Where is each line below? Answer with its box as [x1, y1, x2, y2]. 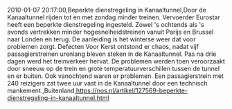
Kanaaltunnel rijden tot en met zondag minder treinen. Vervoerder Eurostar [7, 13, 220, 21]
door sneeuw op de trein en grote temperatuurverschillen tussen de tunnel [7, 65, 220, 72]
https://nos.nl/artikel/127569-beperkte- [75, 86, 188, 95]
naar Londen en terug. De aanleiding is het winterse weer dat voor [7, 35, 196, 43]
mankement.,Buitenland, [7, 86, 77, 95]
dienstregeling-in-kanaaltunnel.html [7, 94, 109, 102]
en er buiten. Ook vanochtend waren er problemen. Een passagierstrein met [7, 72, 224, 80]
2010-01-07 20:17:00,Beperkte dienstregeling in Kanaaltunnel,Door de [7, 6, 206, 14]
